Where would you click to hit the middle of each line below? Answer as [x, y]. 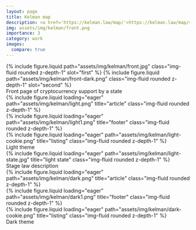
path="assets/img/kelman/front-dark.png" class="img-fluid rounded [88, 78]
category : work [24, 39]
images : [15, 44]
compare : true [28, 50]
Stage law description [32, 166]
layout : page [22, 11]
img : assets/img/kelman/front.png [48, 28]
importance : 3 [23, 33]
